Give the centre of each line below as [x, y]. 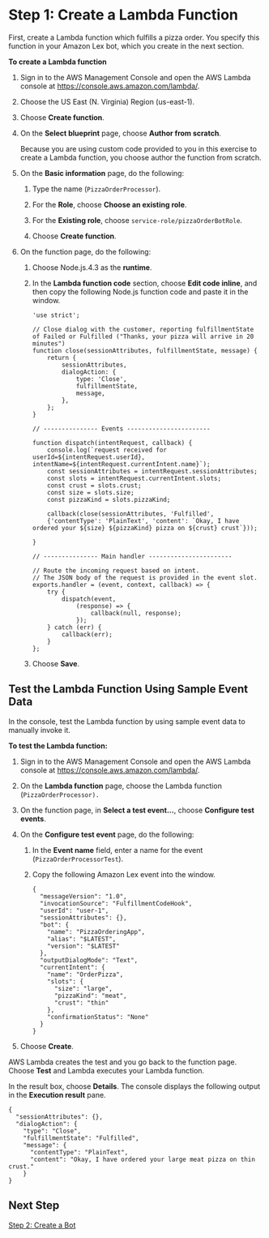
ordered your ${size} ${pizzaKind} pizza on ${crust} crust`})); [145, 528]
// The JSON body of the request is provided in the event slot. [145, 577]
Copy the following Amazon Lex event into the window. [124, 874]
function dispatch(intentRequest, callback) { [112, 443]
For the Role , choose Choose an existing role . [109, 204]
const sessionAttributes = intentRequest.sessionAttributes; [152, 471]
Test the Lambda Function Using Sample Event [128, 690]
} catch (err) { [75, 627]
